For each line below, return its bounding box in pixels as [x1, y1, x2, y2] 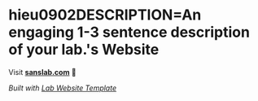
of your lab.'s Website [8, 41, 160, 59]
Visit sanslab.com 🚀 [8, 67, 77, 77]
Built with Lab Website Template [8, 83, 116, 93]
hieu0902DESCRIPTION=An [8, 6, 202, 24]
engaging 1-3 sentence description [8, 23, 251, 42]
